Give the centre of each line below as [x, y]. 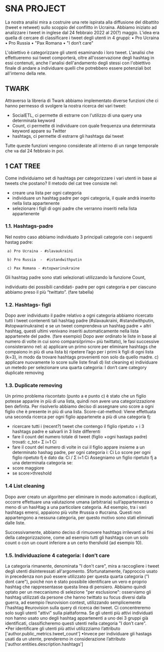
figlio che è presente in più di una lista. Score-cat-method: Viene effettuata [81, 412]
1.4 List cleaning [25, 486]
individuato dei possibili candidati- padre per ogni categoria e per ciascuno [81, 287]
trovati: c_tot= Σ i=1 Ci [34, 442]
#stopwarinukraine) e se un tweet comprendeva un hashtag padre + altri [78, 326]
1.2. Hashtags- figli [28, 304]
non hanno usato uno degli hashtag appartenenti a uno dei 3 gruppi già [77, 618]
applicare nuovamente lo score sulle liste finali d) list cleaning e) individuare [81, 362]
